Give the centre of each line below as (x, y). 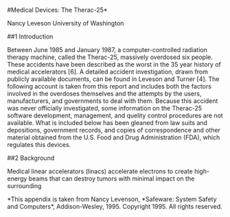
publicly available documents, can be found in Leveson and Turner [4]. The (113, 79)
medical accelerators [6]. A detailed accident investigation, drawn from (107, 72)
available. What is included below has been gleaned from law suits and (107, 123)
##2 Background (31, 158)
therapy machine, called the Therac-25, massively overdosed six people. (110, 57)
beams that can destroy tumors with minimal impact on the (112, 179)
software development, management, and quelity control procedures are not (115, 115)
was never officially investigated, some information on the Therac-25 (105, 108)
